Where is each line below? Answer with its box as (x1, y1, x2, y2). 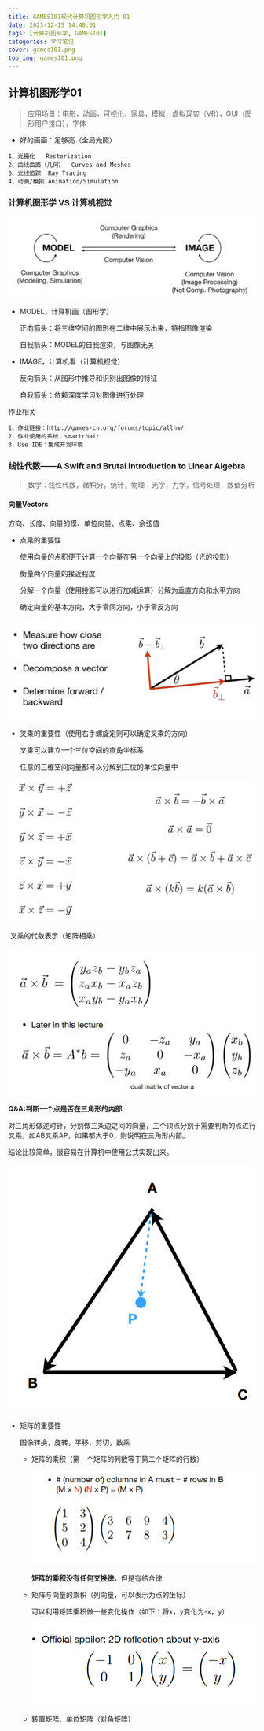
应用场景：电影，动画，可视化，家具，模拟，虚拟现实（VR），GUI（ (27, 109, 246, 118)
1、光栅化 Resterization (8, 152, 92, 161)
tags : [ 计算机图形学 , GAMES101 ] (8, 29, 108, 37)
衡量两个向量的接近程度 (19, 568, 96, 578)
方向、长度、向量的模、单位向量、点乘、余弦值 (8, 518, 159, 527)
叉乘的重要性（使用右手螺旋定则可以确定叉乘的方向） (19, 728, 192, 738)
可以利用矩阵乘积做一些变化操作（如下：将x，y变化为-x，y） (31, 1607, 229, 1616)
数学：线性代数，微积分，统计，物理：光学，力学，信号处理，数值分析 (27, 480, 255, 490)
